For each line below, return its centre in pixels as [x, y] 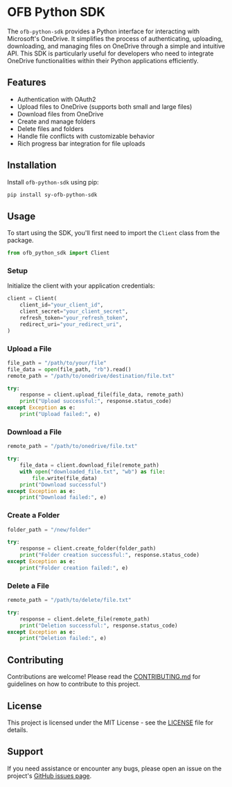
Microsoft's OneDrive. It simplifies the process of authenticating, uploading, [115, 38]
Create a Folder [34, 515]
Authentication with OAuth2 [56, 99]
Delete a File [28, 585]
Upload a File [29, 349]
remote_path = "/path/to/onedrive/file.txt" [72, 447]
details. [18, 729]
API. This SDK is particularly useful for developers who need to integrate [110, 53]
